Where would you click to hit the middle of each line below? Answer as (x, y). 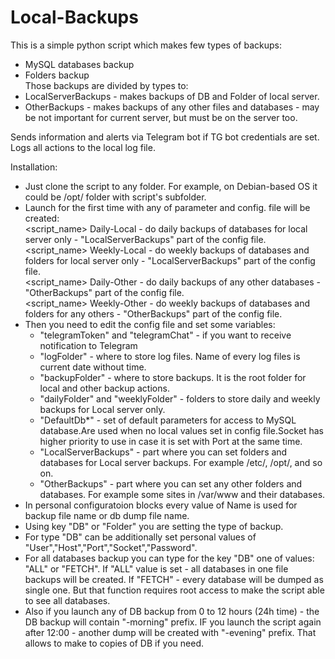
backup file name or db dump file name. (107, 515)
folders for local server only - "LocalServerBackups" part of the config (170, 260)
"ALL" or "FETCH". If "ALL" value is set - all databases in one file (156, 568)
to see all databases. (67, 600)
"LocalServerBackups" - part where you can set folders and (163, 452)
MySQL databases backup (79, 64)
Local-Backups (74, 17)
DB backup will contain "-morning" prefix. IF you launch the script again (173, 622)
